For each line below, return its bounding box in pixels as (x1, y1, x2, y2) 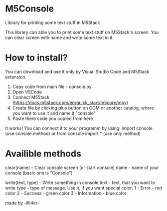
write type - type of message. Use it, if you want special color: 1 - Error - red (5, 184, 162, 190)
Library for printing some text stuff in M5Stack (5, 19, 100, 25)
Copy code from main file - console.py (12, 83, 92, 89)
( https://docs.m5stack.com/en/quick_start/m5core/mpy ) (12, 99, 129, 105)
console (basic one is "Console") (5, 169, 73, 175)
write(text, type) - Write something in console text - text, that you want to (5, 179, 156, 185)
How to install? (5, 52, 68, 63)
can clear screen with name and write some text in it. (5, 34, 114, 40)
